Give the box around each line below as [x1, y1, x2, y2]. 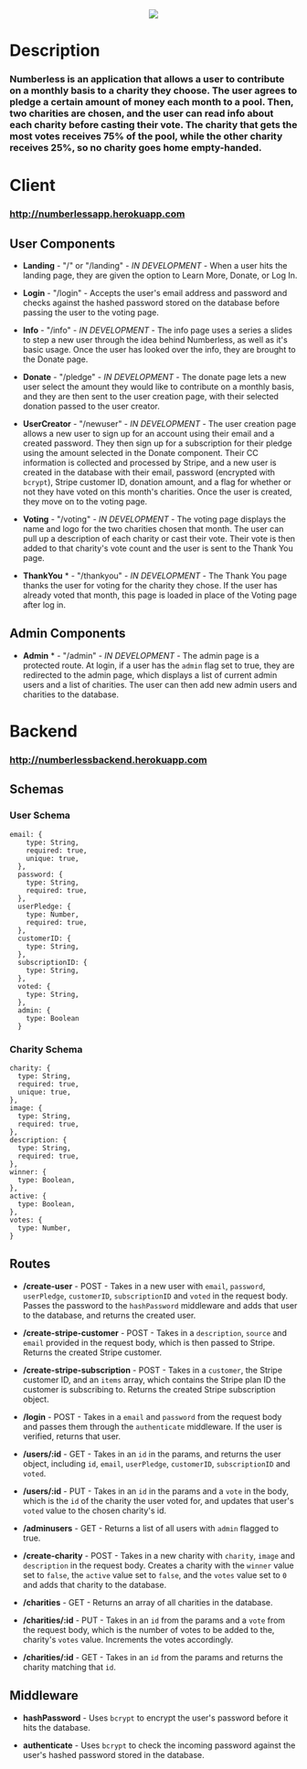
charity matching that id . [22, 1661, 117, 1672]
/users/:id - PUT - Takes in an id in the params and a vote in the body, [22, 1485, 290, 1497]
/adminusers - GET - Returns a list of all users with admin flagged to [22, 1522, 279, 1533]
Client [9, 175, 57, 196]
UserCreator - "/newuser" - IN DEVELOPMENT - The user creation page [22, 418, 297, 429]
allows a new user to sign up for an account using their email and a [22, 429, 275, 440]
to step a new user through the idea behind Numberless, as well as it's [22, 334, 288, 345]
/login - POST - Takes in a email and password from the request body [22, 1411, 282, 1422]
